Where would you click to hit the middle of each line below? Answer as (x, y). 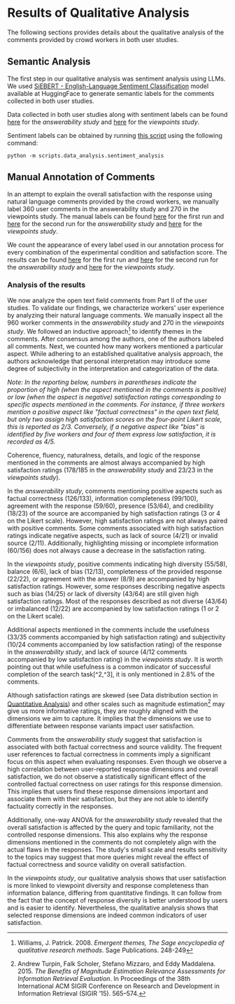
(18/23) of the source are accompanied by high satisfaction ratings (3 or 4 (114, 513)
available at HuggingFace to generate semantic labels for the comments (111, 93)
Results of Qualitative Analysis (99, 13)
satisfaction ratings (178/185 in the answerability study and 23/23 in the (110, 469)
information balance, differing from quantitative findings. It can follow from (115, 893)
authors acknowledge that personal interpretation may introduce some (109, 361)
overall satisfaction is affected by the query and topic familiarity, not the (111, 828)
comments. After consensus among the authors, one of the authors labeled (115, 339)
